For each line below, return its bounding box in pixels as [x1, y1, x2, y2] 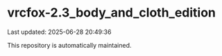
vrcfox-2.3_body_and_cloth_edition [7, 5, 216, 21]
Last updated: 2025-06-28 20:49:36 [7, 28, 112, 36]
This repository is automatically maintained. [7, 41, 132, 49]
